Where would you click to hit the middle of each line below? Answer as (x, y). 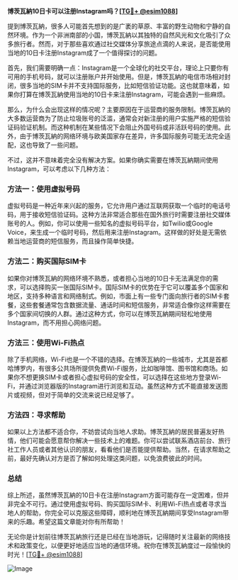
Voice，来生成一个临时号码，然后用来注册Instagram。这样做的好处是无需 (114, 233)
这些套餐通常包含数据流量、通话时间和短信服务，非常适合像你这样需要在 (125, 305)
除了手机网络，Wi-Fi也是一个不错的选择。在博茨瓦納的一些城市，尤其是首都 (118, 359)
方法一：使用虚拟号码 (44, 189)
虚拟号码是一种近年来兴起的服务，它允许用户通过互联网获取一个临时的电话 (116, 206)
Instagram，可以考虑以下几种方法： (59, 169)
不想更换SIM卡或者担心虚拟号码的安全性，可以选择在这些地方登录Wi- (120, 377)
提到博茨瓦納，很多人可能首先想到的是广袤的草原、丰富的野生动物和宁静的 (116, 26)
